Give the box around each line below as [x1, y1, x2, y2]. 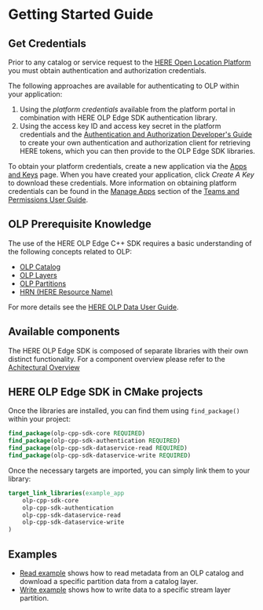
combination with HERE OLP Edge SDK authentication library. [19, 113, 217, 122]
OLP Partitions [19, 279, 67, 288]
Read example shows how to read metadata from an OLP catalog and [19, 568, 244, 578]
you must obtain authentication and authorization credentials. [8, 66, 206, 75]
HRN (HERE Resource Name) [19, 287, 113, 296]
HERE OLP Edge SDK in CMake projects [8, 385, 203, 399]
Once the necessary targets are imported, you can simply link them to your [8, 466, 250, 475]
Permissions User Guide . [8, 195, 89, 204]
